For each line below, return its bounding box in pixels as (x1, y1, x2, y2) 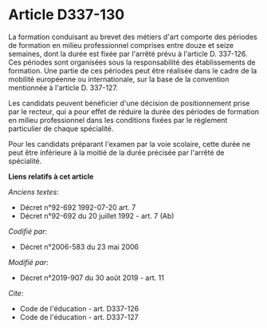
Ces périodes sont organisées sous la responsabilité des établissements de (8, 57, 257, 67)
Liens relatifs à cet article (8, 172, 94, 181)
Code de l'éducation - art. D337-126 (19, 303, 139, 313)
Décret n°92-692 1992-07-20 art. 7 (19, 202, 136, 212)
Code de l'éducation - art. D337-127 (19, 312, 139, 322)
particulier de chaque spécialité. (8, 124, 114, 133)
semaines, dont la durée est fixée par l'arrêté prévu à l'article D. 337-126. (8, 49, 249, 58)
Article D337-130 (8, 6, 125, 24)
